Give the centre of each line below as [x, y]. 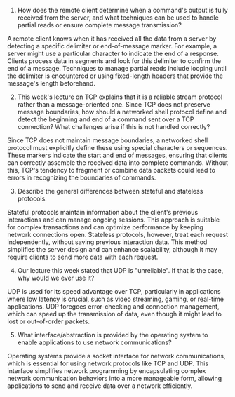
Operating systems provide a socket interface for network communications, [116, 356]
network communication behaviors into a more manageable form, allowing [115, 378]
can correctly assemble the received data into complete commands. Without [118, 163]
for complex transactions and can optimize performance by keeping [105, 227]
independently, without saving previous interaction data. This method [107, 242]
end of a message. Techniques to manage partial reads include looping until [117, 68]
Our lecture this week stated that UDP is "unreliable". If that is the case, [120, 270]
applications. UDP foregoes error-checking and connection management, [113, 307]
